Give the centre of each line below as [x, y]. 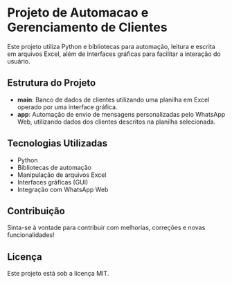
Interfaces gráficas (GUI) [53, 182]
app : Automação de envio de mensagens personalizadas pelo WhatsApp [121, 114]
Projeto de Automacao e [78, 13]
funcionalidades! [31, 235]
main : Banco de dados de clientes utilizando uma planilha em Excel [113, 100]
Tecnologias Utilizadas [57, 143]
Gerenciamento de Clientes [87, 27]
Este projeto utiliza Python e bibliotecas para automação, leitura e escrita [111, 46]
